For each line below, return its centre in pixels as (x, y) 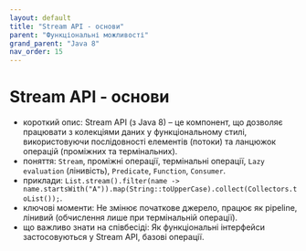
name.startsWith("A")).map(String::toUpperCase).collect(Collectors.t (160, 189)
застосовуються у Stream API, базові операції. (113, 237)
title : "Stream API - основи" (67, 26)
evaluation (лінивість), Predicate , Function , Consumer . (124, 171)
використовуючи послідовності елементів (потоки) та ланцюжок (149, 141)
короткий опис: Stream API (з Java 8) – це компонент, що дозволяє (153, 122)
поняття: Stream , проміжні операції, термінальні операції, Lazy (143, 162)
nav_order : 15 (37, 52)
